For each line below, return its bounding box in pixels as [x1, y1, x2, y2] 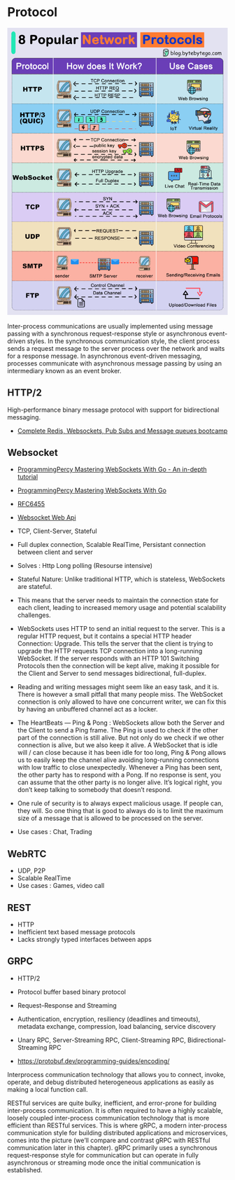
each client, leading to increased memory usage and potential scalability [17, 604, 227, 612]
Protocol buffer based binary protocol [17, 987, 127, 996]
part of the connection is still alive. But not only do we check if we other [17, 733, 225, 742]
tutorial [17, 473, 38, 481]
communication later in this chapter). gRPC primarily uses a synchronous [7, 1143, 218, 1152]
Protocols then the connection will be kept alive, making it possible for [17, 662, 220, 670]
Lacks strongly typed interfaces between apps [17, 935, 152, 943]
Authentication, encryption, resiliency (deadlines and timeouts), [17, 1015, 201, 1023]
